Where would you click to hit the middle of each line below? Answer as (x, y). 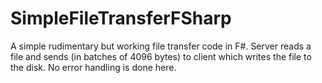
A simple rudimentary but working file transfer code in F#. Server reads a (161, 46)
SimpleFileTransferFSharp (121, 18)
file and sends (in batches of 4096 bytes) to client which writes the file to (161, 56)
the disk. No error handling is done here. (93, 67)
